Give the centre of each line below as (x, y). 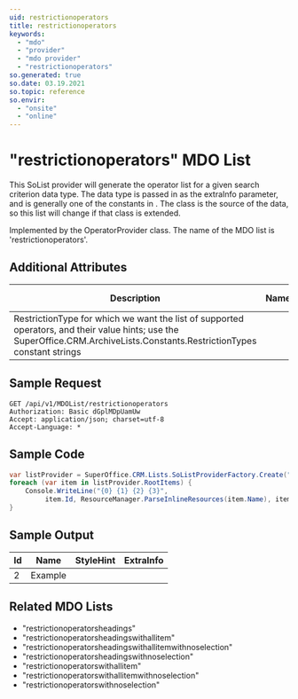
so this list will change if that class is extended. (95, 213)
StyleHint (95, 560)
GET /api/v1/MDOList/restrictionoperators (89, 404)
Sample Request (55, 384)
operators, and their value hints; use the (96, 329)
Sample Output (52, 535)
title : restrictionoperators (63, 26)
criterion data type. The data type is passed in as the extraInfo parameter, (144, 194)
